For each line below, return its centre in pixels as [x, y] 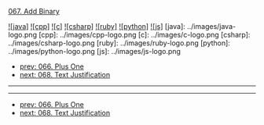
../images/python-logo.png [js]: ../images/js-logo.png [94, 51]
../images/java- [212, 26]
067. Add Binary [34, 11]
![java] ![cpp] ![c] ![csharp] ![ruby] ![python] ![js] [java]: [97, 26]
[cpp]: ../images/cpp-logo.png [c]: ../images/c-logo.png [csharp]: [145, 35]
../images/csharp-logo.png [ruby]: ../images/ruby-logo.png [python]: [119, 43]
